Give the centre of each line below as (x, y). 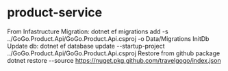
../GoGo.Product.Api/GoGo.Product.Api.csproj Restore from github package (114, 53)
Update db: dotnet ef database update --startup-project (86, 46)
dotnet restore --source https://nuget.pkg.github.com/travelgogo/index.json (114, 60)
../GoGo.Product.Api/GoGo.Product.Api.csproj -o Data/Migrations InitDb (108, 38)
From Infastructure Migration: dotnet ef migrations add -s (88, 31)
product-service (55, 13)
